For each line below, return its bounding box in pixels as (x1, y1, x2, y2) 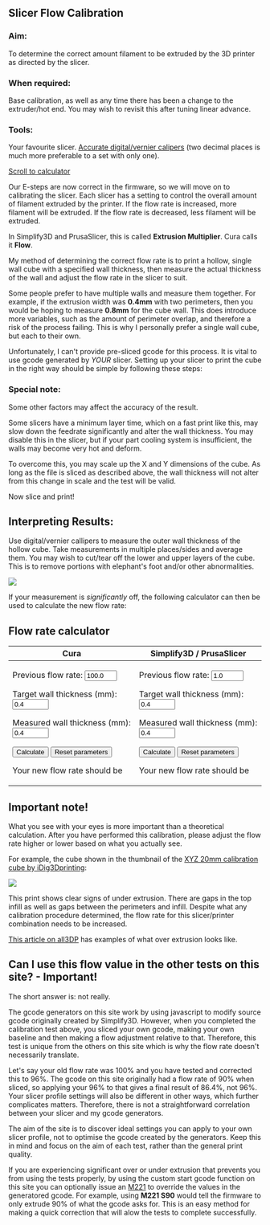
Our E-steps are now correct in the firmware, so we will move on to (8, 182, 231, 192)
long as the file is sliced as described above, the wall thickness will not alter (8, 468, 260, 477)
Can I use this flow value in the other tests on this (8, 958, 260, 971)
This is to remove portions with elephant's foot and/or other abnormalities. (8, 561, 255, 571)
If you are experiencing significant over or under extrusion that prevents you (8, 1165, 261, 1174)
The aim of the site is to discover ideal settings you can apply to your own (8, 1124, 253, 1133)
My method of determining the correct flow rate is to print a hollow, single (8, 256, 252, 266)
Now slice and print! (8, 492, 75, 501)
